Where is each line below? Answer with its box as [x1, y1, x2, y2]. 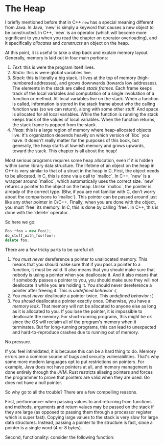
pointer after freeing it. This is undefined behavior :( [12, 287, 117, 293]
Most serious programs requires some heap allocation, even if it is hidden [5, 157, 153, 163]
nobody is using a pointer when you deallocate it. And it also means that [12, 272, 158, 278]
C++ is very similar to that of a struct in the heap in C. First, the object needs [5, 167, 160, 173]
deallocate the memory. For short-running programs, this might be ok [12, 313, 152, 319]
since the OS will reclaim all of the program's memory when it [12, 319, 137, 325]
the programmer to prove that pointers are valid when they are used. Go [5, 374, 150, 380]
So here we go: [5, 219, 36, 225]
